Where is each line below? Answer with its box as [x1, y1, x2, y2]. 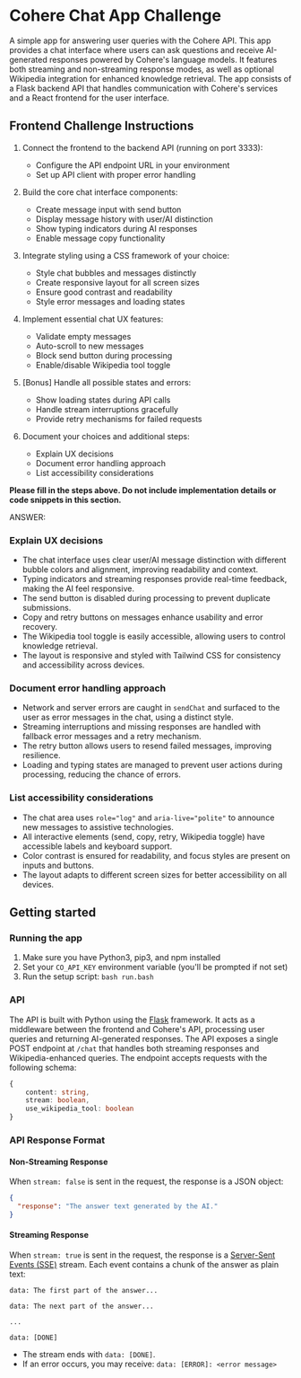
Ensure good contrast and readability [35, 287, 173, 297]
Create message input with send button [35, 204, 182, 215]
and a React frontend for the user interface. [9, 92, 170, 103]
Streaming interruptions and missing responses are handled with [21, 721, 262, 732]
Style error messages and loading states [35, 296, 185, 306]
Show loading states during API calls [35, 394, 171, 405]
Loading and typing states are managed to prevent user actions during [21, 760, 283, 771]
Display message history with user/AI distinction [35, 213, 213, 225]
